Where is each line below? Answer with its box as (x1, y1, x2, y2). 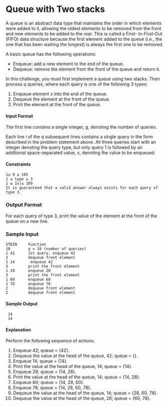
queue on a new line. (5, 218, 49, 224)
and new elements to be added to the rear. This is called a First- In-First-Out (5, 31, 162, 37)
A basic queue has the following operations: (5, 51, 96, 57)
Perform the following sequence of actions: (5, 338, 95, 344)
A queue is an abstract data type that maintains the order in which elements (5, 20, 162, 26)
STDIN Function (5, 242, 46, 247)
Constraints (5, 161, 31, 167)
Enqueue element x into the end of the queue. (12, 91, 107, 97)
